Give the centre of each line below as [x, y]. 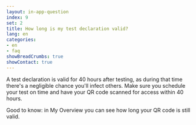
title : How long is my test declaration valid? [67, 29]
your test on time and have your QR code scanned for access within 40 [95, 92]
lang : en [17, 34]
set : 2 [15, 23]
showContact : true [29, 62]
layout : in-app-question [38, 12]
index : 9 [17, 17]
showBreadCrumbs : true [35, 56]
